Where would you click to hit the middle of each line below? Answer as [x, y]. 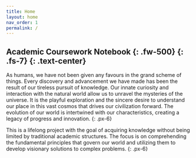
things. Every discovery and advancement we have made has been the [92, 81]
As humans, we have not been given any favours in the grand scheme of [94, 75]
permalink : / [22, 28]
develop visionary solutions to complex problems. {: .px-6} [77, 149]
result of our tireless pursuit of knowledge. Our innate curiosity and [87, 88]
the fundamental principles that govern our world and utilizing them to [91, 143]
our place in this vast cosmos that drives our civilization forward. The [90, 106]
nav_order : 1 [22, 22]
